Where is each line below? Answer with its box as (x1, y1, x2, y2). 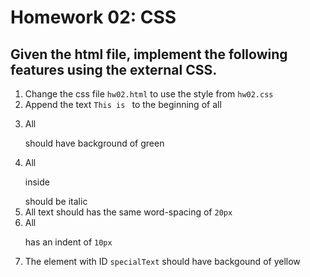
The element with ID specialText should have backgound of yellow (24, 256, 301, 267)
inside (24, 176, 50, 188)
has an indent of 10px (24, 236, 113, 248)
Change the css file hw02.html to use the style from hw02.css (24, 88, 274, 100)
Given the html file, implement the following (10, 46, 288, 63)
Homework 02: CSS (10, 6, 177, 29)
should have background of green (24, 137, 165, 149)
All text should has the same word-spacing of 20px (24, 206, 233, 218)
